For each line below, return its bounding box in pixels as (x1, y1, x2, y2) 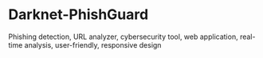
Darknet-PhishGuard (8, 6, 149, 24)
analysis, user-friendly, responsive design (24, 40, 162, 49)
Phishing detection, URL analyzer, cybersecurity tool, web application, (8, 32, 238, 41)
